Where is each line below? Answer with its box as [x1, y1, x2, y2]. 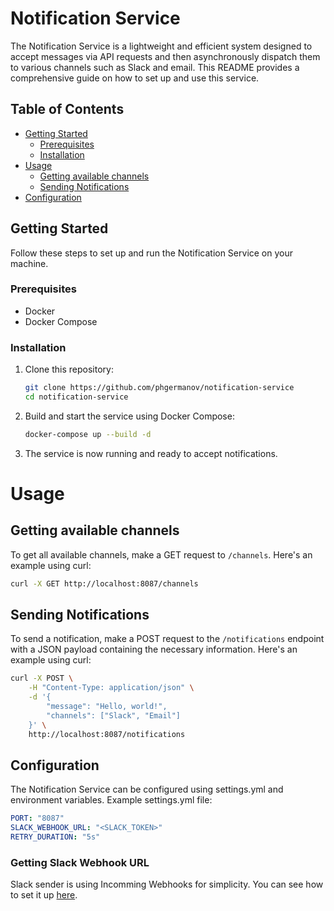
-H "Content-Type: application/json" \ [28, 683, 195, 693]
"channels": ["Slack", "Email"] [46, 710, 182, 721]
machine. [10, 257, 49, 269]
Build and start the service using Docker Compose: [24, 410, 235, 422]
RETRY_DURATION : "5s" [10, 832, 101, 842]
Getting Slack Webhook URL [10, 855, 150, 869]
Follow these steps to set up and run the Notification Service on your [10, 247, 294, 259]
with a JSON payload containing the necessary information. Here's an [10, 643, 298, 656]
